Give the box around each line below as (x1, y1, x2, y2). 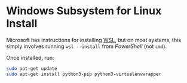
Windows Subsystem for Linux (6, 4, 162, 18)
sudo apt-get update (6, 65, 58, 72)
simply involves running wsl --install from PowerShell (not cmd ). (6, 43, 167, 50)
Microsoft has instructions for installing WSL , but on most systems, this (6, 36, 181, 43)
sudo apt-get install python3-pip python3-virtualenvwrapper (6, 71, 162, 77)
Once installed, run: (6, 54, 54, 61)
